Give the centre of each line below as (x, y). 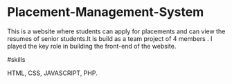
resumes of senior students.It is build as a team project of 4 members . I (110, 38)
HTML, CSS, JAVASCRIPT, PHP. (53, 73)
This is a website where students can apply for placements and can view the (116, 31)
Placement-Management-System (106, 12)
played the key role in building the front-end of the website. (92, 46)
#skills (16, 59)
